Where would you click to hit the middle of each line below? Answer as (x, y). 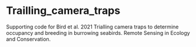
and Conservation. (29, 39)
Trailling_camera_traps (63, 11)
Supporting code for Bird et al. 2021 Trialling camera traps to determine (92, 27)
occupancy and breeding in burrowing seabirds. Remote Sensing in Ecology (98, 32)
